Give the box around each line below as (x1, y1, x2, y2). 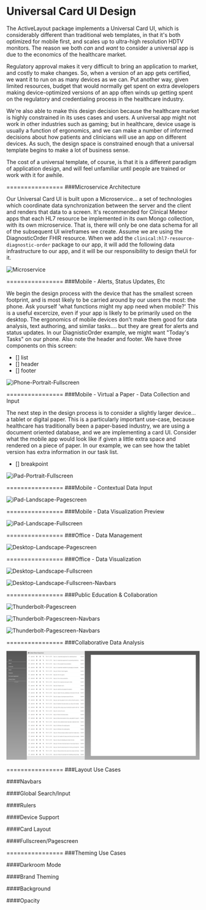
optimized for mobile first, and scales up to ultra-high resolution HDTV (6, 37, 184, 45)
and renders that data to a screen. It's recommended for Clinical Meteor (6, 208, 188, 216)
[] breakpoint (15, 460, 48, 468)
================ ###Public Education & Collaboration (6, 591, 158, 598)
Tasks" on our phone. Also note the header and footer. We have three (6, 335, 182, 342)
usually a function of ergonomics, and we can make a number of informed (6, 127, 194, 134)
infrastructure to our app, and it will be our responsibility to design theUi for (6, 247, 197, 254)
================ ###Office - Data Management (6, 531, 143, 539)
